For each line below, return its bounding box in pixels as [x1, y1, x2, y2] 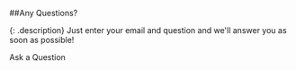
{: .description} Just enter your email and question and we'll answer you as [9, 25, 287, 35]
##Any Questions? [9, 8, 78, 18]
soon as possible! [9, 35, 75, 45]
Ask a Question [9, 52, 66, 62]
